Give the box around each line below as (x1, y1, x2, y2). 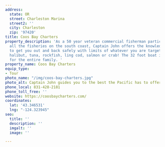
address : (5, 7, 23, 12)
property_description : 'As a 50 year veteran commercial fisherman (5, 39, 146, 44)
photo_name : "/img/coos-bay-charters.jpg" (5, 75, 93, 80)
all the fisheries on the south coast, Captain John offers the (9, 44, 144, 49)
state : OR (9, 12, 29, 17)
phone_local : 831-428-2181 (5, 84, 60, 90)
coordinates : (5, 98, 32, 103)
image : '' (9, 130, 29, 135)
